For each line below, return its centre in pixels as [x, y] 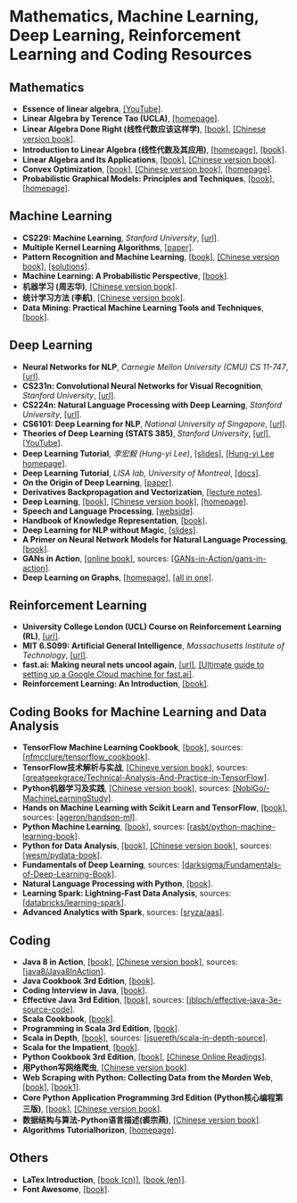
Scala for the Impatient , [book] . [81, 1047]
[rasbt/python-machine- [231, 827]
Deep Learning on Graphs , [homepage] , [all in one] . [118, 577]
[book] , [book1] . [52, 1087]
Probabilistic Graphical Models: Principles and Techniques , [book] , [148, 179]
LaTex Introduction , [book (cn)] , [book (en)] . [104, 1179]
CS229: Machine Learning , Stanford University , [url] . [120, 238]
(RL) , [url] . [41, 636]
